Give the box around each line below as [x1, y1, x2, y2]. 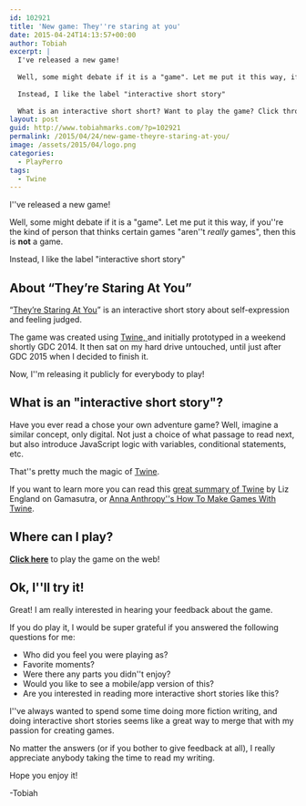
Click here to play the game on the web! [9, 553, 160, 565]
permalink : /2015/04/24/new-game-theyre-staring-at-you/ [9, 132, 230, 141]
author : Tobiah [9, 38, 67, 48]
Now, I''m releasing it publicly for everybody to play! [9, 369, 205, 380]
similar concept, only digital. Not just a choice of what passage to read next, [9, 429, 295, 440]
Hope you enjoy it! [9, 770, 78, 780]
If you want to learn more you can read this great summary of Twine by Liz [9, 484, 290, 495]
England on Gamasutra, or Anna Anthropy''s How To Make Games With [9, 493, 276, 504]
